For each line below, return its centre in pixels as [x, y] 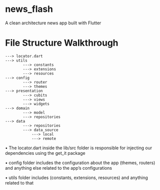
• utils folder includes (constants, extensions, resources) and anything [77, 178]
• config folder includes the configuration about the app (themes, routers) [80, 163]
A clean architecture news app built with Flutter [53, 23]
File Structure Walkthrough [62, 43]
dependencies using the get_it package [45, 153]
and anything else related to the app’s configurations [59, 168]
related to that [19, 183]
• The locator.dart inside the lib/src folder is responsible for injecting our [79, 148]
